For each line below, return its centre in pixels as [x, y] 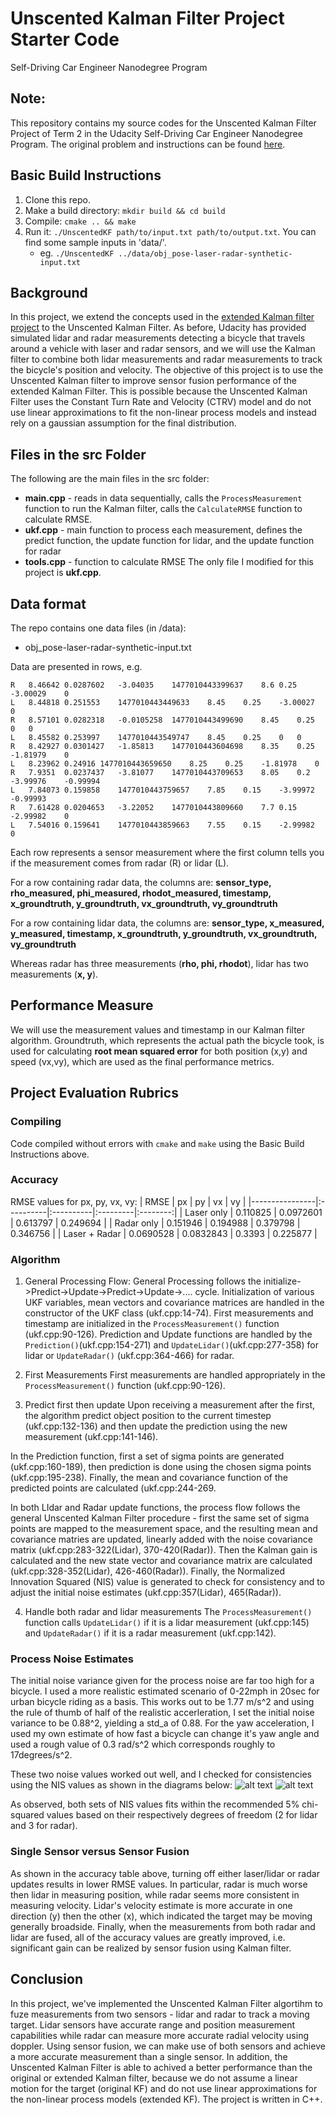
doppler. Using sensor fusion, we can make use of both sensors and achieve [168, 2046]
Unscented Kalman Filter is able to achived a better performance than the [161, 2067]
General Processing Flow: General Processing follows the [143, 1281]
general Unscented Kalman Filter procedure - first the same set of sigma [160, 1518]
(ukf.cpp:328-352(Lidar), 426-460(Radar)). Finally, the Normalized [147, 1571]
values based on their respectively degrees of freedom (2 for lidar [182, 1815]
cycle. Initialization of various [254, 1292]
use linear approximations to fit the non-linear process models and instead [163, 413]
